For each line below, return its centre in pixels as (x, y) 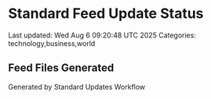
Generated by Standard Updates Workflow (77, 87)
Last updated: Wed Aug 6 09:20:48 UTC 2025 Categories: (102, 35)
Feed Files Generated (61, 68)
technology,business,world (52, 43)
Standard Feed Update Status (106, 14)
